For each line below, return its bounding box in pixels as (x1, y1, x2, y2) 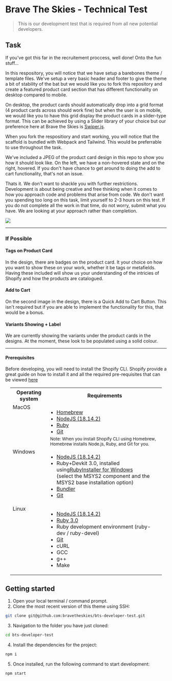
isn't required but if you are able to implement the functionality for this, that (5, 304, 164, 310)
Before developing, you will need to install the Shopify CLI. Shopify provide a (5, 366, 167, 372)
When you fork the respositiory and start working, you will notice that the (5, 133, 160, 139)
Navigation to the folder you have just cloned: (12, 623, 109, 629)
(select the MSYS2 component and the (56, 473, 150, 480)
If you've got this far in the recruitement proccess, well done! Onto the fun (5, 54, 162, 61)
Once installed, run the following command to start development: (12, 660, 150, 667)
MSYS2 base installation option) (56, 479, 134, 486)
